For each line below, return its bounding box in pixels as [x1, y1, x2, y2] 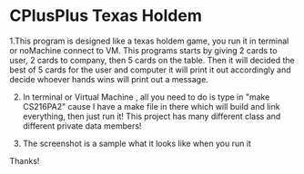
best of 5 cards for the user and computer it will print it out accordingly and [9, 64, 291, 75]
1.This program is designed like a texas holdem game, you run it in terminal [9, 35, 289, 46]
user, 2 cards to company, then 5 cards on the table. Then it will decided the [9, 54, 296, 65]
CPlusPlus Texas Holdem [9, 5, 202, 26]
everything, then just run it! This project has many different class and [22, 111, 281, 121]
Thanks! [9, 155, 40, 166]
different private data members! [22, 120, 142, 131]
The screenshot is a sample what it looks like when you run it [22, 138, 252, 149]
